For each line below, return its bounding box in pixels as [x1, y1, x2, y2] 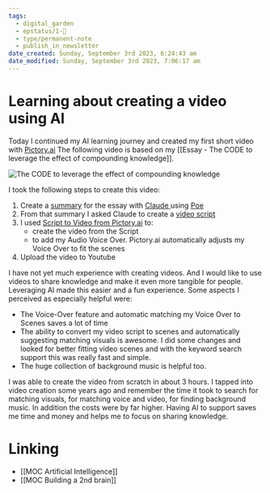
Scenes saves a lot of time [19, 318, 108, 328]
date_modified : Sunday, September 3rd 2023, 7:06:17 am [8, 58, 200, 66]
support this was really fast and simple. [19, 352, 151, 362]
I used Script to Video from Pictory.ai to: [19, 217, 154, 227]
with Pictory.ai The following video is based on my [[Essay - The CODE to [8, 144, 253, 154]
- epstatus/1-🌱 [15, 27, 67, 35]
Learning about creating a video [8, 92, 227, 110]
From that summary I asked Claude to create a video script [19, 208, 216, 219]
